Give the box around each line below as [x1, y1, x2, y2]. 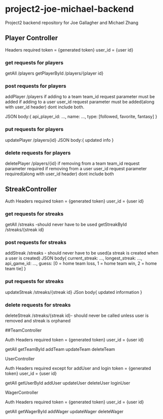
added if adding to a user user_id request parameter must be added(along [5, 99, 155, 105]
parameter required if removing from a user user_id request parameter [5, 165, 147, 171]
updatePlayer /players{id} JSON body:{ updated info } [5, 137, 114, 143]
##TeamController [5, 327, 42, 333]
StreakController [5, 185, 57, 193]
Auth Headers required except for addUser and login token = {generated [5, 365, 151, 371]
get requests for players [5, 59, 64, 66]
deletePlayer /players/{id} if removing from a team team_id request [5, 160, 140, 166]
